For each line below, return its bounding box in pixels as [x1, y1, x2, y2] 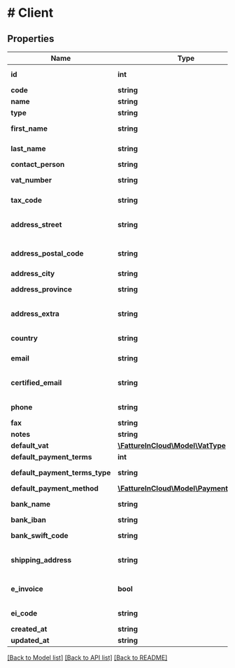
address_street [10, 220, 62, 229]
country [10, 333, 38, 343]
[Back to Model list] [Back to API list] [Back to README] [7, 653, 168, 662]
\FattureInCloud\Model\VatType [117, 441, 226, 450]
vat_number [10, 175, 52, 184]
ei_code [10, 609, 38, 618]
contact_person [10, 159, 65, 169]
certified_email [10, 378, 62, 387]
